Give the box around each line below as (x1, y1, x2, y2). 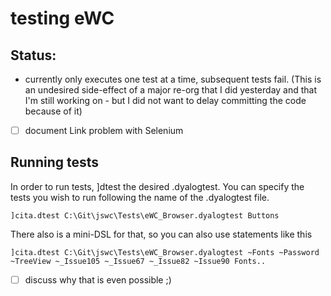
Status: (10, 47, 57, 64)
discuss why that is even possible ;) (24, 273, 172, 286)
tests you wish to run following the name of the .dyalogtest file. (10, 191, 270, 203)
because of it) (24, 105, 83, 117)
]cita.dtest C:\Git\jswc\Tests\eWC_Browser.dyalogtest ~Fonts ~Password (10, 247, 320, 257)
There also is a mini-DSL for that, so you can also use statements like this (10, 228, 313, 240)
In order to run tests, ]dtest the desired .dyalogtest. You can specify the (10, 180, 305, 192)
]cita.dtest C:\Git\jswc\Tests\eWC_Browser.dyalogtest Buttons (10, 210, 280, 221)
